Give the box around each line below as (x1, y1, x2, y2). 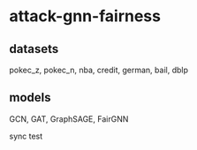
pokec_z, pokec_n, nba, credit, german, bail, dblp (9, 64, 188, 75)
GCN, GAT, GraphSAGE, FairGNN (9, 113, 129, 124)
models (9, 90, 51, 105)
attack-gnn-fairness (9, 6, 162, 26)
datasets (9, 41, 59, 56)
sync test (9, 131, 43, 141)
